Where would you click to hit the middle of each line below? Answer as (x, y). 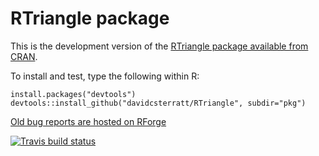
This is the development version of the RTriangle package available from (159, 46)
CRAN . (24, 56)
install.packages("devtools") (73, 94)
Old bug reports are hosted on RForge (88, 121)
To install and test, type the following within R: (105, 76)
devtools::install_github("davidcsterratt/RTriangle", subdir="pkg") (158, 103)
